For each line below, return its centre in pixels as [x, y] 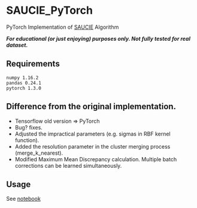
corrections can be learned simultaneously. [68, 165]
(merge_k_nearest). [39, 153]
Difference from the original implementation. [91, 106]
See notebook [23, 199]
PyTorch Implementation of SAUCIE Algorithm [63, 27]
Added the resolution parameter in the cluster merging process [93, 146]
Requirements [33, 64]
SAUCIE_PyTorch [49, 10]
